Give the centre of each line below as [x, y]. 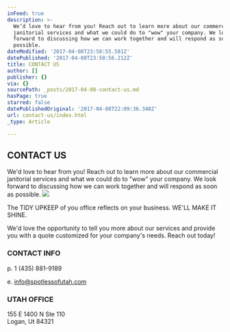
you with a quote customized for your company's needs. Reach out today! [111, 235]
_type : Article [29, 122]
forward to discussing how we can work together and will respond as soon [112, 186]
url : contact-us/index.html [47, 115]
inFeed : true [26, 13]
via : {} [18, 84]
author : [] [23, 71]
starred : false [29, 103]
